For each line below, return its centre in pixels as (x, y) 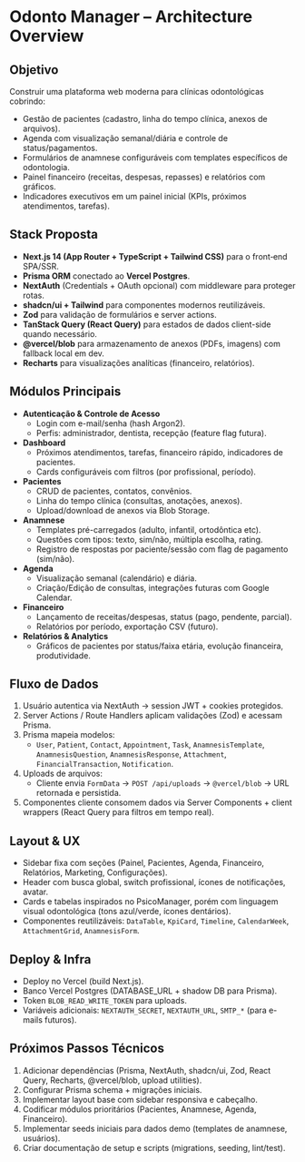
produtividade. (63, 655)
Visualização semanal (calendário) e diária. (116, 578)
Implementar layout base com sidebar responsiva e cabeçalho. (140, 1099)
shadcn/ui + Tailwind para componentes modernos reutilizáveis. (144, 305)
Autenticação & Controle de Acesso (91, 413)
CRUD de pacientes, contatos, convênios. (114, 491)
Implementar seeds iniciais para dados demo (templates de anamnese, (155, 1128)
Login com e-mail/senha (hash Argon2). (111, 423)
